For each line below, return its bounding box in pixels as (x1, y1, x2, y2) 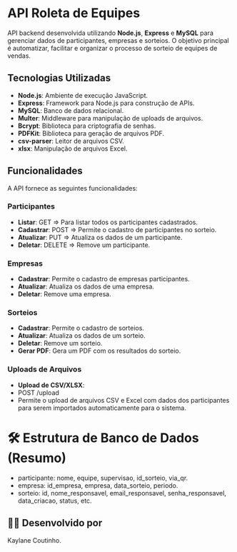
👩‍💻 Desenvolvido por (7, 517, 103, 529)
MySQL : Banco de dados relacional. (17, 106, 124, 115)
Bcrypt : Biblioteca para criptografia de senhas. (17, 121, 156, 130)
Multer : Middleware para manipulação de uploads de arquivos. (17, 114, 203, 122)
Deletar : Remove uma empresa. (17, 290, 112, 298)
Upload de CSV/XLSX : (17, 381, 85, 389)
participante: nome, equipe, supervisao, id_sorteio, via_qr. (17, 473, 188, 482)
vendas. (7, 51, 31, 60)
